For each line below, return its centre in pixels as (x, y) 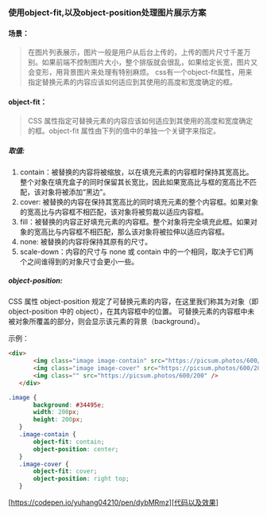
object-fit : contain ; (69, 442)
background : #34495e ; (69, 405)
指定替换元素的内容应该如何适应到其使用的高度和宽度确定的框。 (132, 82)
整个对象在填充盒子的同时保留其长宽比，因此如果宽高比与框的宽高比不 (135, 182)
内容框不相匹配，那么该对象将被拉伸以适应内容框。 (145, 232)
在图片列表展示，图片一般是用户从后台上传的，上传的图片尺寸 (129, 53)
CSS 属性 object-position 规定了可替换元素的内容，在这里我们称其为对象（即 (133, 302)
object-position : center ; (76, 449)
